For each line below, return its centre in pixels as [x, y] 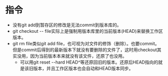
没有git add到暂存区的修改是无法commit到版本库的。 [67, 25]
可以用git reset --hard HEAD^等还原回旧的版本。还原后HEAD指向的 [89, 62]
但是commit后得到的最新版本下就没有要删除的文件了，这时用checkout [85, 50]
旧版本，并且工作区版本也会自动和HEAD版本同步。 [81, 68]
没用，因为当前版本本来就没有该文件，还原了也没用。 [72, 56]
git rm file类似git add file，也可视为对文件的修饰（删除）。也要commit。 [86, 43]
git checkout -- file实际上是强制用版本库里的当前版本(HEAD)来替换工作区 [88, 31]
